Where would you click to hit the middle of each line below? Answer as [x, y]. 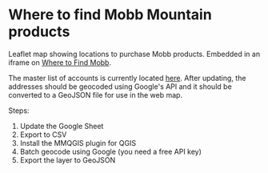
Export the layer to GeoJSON [68, 160]
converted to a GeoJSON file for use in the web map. [95, 95]
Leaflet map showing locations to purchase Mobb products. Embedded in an [134, 54]
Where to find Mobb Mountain [110, 15]
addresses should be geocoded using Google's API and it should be [120, 86]
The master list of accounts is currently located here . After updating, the [127, 78]
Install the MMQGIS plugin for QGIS [78, 143]
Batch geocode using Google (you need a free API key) [111, 151]
